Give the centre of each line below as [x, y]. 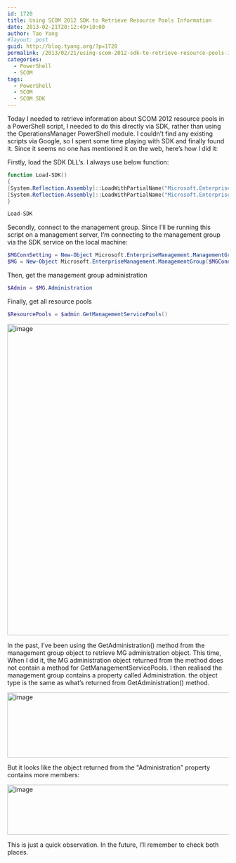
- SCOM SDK [29, 99]
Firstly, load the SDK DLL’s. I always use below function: [88, 162]
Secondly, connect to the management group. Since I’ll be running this [109, 227]
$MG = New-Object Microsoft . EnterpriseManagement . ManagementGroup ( [108, 262]
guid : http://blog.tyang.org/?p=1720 [63, 46]
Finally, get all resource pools [50, 301]
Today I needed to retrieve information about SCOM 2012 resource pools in [116, 119]
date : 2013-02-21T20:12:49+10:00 [56, 27]
